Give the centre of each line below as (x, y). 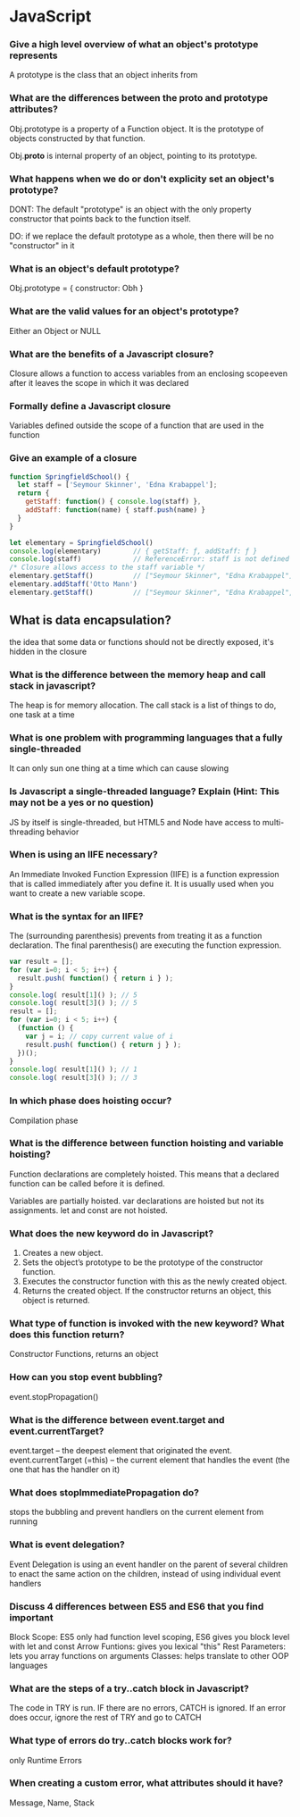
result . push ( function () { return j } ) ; (103, 1044)
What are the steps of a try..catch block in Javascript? (129, 1688)
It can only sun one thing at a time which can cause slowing (119, 768)
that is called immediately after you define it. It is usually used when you (142, 883)
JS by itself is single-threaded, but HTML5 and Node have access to (135, 822)
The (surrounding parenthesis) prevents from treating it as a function (136, 936)
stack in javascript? (53, 685)
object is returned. (56, 1301)
